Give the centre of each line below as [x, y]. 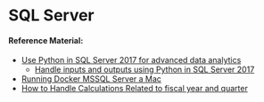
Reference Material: [46, 40]
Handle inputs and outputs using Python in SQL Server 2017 [144, 70]
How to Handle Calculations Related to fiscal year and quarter [135, 89]
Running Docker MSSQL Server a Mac [91, 79]
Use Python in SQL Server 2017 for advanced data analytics [131, 60]
